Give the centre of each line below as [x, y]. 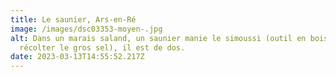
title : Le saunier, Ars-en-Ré [73, 19]
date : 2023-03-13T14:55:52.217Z [77, 57]
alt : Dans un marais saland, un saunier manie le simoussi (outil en [158, 38]
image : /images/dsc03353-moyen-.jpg [86, 29]
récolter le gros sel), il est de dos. [102, 47]
